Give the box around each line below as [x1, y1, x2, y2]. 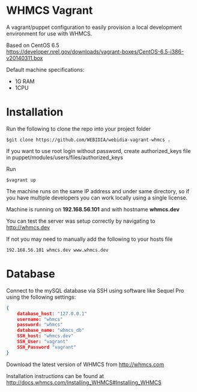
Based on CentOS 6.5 [6, 42, 59, 49]
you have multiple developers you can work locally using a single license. [6, 194, 188, 201]
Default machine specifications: [6, 66, 85, 73]
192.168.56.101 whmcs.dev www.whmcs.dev [6, 247, 109, 253]
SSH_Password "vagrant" [17, 344, 77, 350]
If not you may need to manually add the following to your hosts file [6, 235, 173, 243]
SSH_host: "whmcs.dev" [17, 333, 74, 339]
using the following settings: [6, 293, 76, 300]
